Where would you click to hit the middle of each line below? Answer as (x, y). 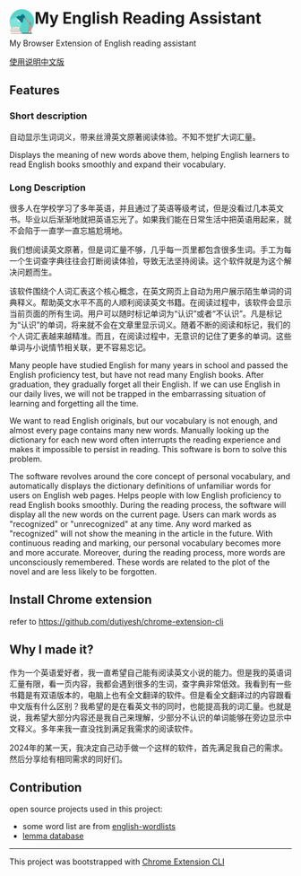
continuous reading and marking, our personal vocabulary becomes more (145, 543)
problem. (26, 459)
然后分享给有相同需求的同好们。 (68, 758)
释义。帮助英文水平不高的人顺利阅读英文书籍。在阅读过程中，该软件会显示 (154, 302)
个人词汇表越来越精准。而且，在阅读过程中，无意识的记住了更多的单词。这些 (150, 336)
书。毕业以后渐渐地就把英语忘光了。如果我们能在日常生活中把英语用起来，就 (150, 219)
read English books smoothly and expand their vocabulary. (118, 164)
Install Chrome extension (81, 600)
